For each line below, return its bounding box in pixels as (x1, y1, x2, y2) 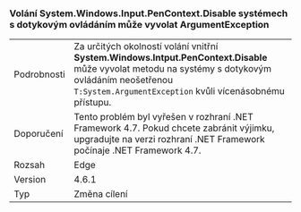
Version (13, 174, 47, 186)
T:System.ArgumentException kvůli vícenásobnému (73, 85, 285, 98)
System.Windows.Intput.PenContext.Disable (73, 52, 268, 64)
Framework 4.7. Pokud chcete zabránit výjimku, (73, 122, 275, 134)
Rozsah (13, 159, 46, 172)
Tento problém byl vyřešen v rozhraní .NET (73, 111, 254, 123)
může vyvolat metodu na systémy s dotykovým (73, 63, 271, 75)
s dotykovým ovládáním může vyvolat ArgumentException (9, 18, 270, 30)
